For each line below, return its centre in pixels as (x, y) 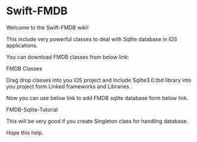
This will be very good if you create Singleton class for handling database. (97, 121)
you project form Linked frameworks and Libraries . (69, 86)
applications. (22, 45)
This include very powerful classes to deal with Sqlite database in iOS (92, 39)
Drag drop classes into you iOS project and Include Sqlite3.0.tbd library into (99, 80)
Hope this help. (25, 132)
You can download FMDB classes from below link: (68, 57)
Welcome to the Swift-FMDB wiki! (47, 27)
